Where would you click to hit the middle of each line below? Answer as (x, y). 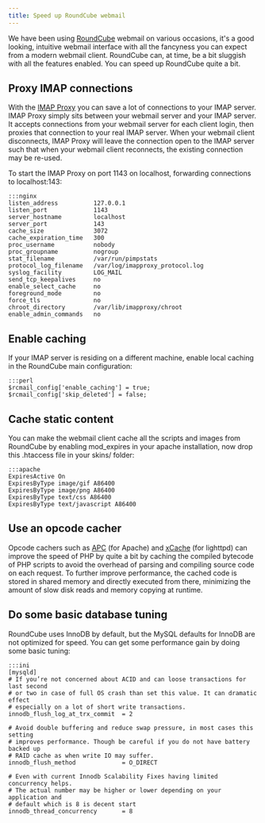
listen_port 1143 (58, 210)
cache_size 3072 (58, 231)
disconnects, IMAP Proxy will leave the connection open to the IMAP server (132, 141)
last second (28, 686)
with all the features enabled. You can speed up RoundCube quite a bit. (124, 63)
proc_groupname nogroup (63, 252)
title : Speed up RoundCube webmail (67, 15)
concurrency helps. (40, 783)
